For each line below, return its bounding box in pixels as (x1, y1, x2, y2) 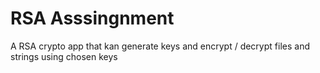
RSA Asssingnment (10, 7, 175, 30)
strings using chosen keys (10, 50, 118, 62)
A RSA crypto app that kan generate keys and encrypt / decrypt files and (10, 40, 310, 52)
